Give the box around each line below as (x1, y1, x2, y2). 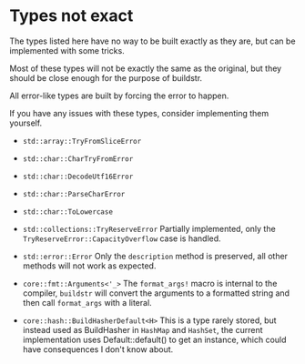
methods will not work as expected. (22, 260, 157, 271)
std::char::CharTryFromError (22, 154, 134, 164)
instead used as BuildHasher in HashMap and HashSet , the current (22, 324, 263, 335)
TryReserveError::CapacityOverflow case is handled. (22, 233, 221, 244)
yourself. (9, 117, 43, 128)
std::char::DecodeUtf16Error (22, 172, 134, 181)
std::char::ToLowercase (22, 207, 114, 217)
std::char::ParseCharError (22, 189, 126, 198)
